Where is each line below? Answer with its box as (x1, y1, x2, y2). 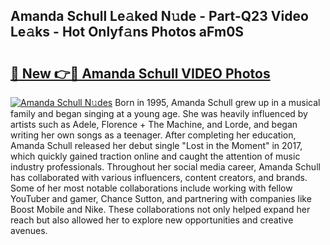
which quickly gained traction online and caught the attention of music (10, 150, 301, 162)
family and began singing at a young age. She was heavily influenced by (10, 108, 308, 119)
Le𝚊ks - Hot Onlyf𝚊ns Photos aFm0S (10, 24, 245, 41)
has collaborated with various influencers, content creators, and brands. (10, 172, 308, 183)
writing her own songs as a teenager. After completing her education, (10, 129, 297, 141)
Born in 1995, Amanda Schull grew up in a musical (114, 97, 321, 108)
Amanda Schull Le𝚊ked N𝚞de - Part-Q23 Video (10, 8, 309, 25)
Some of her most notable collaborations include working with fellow (10, 182, 293, 194)
